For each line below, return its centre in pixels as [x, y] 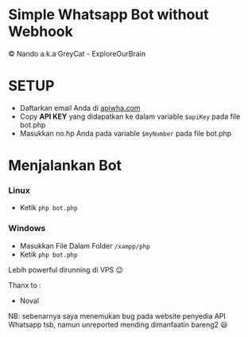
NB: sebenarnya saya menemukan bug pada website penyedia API [117, 315]
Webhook [41, 31]
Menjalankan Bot [65, 166]
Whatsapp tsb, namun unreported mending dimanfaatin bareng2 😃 [118, 324]
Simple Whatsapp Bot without [108, 15]
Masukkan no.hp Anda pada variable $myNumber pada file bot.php [126, 133]
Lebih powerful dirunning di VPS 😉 [66, 269]
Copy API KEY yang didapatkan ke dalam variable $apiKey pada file [130, 116]
